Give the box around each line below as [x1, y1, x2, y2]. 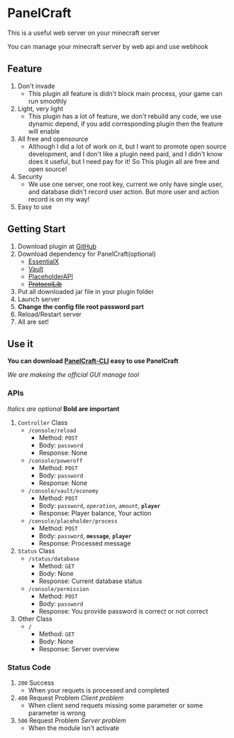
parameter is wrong [28, 708, 86, 717]
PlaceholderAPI [28, 272, 73, 281]
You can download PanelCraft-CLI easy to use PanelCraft [7, 357, 179, 365]
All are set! [17, 318, 50, 326]
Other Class [17, 614, 52, 623]
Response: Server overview [38, 644, 120, 653]
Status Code [7, 662, 51, 672]
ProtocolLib [28, 279, 62, 288]
